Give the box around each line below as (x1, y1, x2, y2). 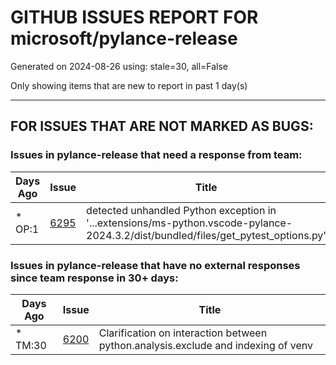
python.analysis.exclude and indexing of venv (98, 338, 314, 352)
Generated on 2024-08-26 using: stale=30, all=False (10, 60, 229, 72)
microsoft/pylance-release (10, 27, 238, 50)
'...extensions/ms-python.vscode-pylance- (86, 216, 293, 230)
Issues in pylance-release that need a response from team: (10, 148, 303, 162)
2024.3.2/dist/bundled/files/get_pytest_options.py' (86, 228, 327, 242)
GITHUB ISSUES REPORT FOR (10, 6, 259, 29)
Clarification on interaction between (98, 326, 268, 340)
